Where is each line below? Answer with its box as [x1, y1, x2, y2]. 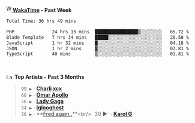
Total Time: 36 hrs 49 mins [6, 18, 77, 24]
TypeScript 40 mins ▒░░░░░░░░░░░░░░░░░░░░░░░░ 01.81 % [6, 51, 189, 57]
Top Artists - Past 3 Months [14, 73, 85, 81]
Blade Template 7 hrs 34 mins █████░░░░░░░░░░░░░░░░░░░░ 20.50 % [6, 34, 189, 41]
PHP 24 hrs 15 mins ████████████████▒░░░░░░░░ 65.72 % [6, 29, 189, 35]
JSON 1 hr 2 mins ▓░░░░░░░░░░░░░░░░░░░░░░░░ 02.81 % [6, 45, 189, 51]
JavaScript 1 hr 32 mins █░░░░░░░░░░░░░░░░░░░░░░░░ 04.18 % [6, 40, 189, 46]
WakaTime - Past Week [13, 7, 72, 14]
